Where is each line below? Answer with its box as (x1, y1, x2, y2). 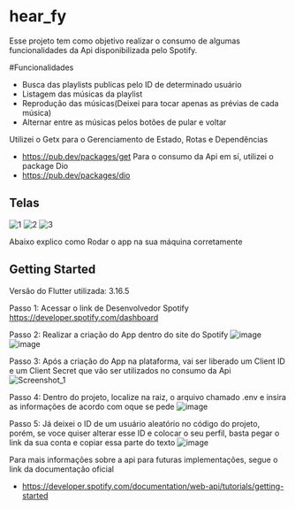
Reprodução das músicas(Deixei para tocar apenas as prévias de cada (21, 97, 279, 108)
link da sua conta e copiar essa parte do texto (9, 436, 176, 448)
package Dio (21, 160, 69, 171)
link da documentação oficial (9, 463, 115, 474)
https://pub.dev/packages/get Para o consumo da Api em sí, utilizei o (21, 150, 274, 161)
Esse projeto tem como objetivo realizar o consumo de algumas (9, 35, 241, 46)
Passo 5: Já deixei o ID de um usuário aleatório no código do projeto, (9, 418, 261, 428)
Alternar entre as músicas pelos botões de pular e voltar (21, 117, 227, 127)
